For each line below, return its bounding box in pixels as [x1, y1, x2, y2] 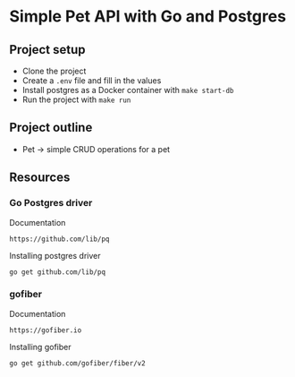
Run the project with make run [21, 94, 131, 105]
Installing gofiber [9, 341, 72, 352]
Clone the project [21, 65, 87, 76]
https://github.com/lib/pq [9, 235, 110, 244]
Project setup [9, 42, 87, 57]
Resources [9, 170, 71, 185]
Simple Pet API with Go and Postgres [9, 6, 287, 27]
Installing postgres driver [9, 250, 101, 261]
